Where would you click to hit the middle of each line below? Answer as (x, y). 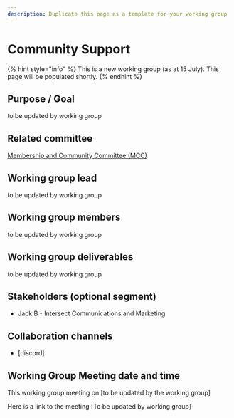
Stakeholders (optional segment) (82, 297)
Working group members (64, 218)
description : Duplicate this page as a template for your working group (117, 14)
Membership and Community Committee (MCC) (78, 156)
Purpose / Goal (41, 99)
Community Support (69, 49)
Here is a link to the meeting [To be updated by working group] (100, 407)
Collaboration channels (60, 336)
